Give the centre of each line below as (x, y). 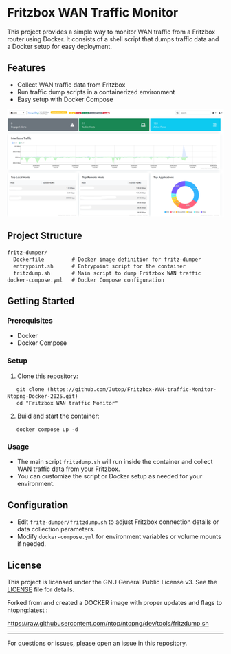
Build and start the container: (58, 416)
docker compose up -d (47, 429)
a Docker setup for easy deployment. (59, 46)
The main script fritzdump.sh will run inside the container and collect (115, 461)
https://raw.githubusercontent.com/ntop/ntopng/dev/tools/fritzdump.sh (108, 623)
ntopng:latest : (27, 610)
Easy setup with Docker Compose (65, 99)
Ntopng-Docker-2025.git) (43, 396)
